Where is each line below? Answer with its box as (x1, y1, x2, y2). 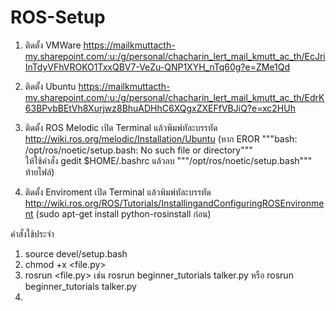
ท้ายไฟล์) (24, 166, 55, 178)
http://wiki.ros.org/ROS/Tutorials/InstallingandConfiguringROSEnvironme (24, 197, 325, 209)
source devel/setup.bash (24, 247, 128, 260)
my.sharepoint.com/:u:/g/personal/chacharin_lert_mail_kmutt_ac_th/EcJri (24, 50, 326, 62)
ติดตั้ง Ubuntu (24, 80, 77, 92)
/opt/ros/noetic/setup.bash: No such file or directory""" (24, 144, 253, 156)
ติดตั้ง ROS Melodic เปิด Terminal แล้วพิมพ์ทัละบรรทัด (24, 121, 218, 133)
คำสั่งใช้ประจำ (10, 227, 55, 240)
